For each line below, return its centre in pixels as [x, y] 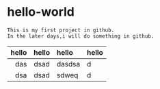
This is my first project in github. [61, 30]
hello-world [41, 12]
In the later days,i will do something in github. [81, 36]
